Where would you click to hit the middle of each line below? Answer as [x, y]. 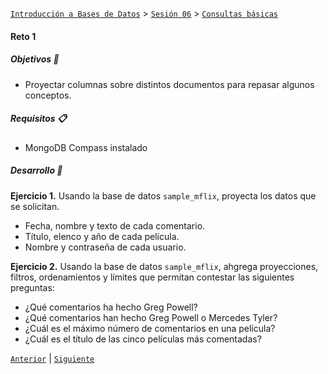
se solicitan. [35, 206]
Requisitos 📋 [38, 119]
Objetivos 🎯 [35, 59]
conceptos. [48, 95]
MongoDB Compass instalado [86, 147]
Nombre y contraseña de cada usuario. [105, 247]
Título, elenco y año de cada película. [102, 236]
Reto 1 [23, 36]
